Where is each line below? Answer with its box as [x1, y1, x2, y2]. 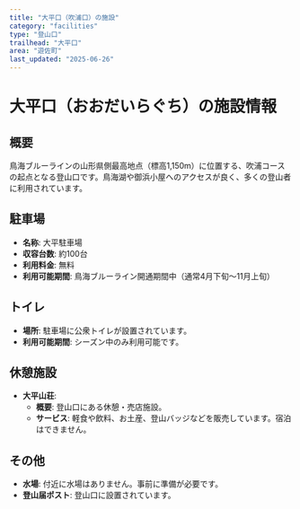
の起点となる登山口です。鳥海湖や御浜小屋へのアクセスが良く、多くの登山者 [9, 171, 292, 182]
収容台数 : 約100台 [22, 248, 88, 259]
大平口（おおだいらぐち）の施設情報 [9, 96, 278, 117]
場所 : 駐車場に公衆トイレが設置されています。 [22, 325, 191, 336]
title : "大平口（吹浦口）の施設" [9, 13, 119, 22]
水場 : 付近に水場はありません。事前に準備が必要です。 [22, 478, 223, 489]
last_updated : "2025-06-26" [9, 55, 115, 64]
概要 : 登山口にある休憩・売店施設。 [35, 401, 167, 413]
